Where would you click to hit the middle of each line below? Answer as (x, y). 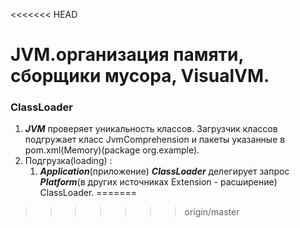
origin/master (212, 212)
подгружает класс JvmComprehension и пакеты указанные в (155, 140)
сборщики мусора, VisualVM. (140, 76)
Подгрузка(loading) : (68, 161)
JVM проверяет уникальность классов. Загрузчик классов (151, 129)
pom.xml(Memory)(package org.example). (112, 150)
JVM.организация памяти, (127, 55)
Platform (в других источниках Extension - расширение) (158, 182)
